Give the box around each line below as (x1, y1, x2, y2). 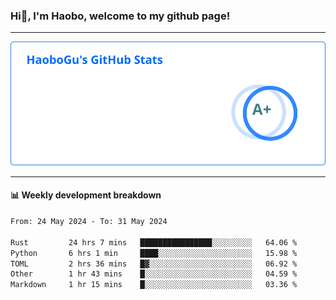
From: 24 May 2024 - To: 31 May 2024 (10, 217, 168, 227)
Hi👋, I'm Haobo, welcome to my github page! (10, 9, 231, 23)
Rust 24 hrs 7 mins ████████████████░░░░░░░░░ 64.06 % (10, 237, 298, 248)
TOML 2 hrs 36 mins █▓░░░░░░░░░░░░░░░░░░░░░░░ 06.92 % (10, 259, 298, 269)
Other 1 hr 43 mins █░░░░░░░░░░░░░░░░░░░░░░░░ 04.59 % (10, 269, 298, 279)
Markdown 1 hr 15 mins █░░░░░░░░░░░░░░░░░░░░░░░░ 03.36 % (10, 280, 298, 290)
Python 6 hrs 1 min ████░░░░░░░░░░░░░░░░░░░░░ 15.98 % (10, 248, 298, 258)
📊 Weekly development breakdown (10, 189, 162, 201)
